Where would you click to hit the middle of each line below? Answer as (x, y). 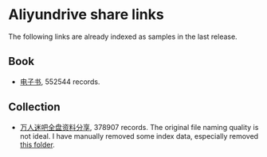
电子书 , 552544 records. (60, 82)
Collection (34, 107)
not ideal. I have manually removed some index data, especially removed (139, 136)
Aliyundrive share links (86, 15)
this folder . (37, 144)
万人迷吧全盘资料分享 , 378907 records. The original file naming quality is (139, 127)
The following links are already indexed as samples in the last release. (123, 36)
